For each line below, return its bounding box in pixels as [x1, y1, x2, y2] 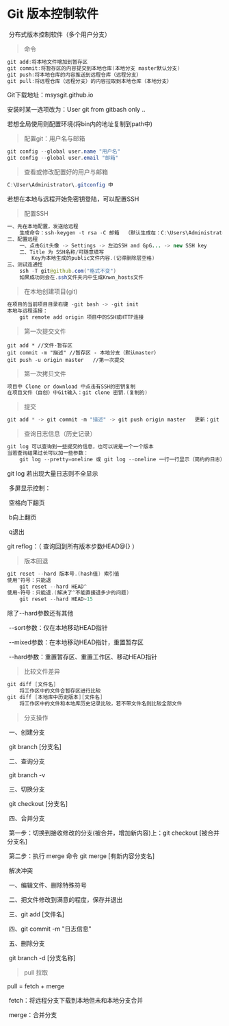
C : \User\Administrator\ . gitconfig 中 [7, 182, 114, 188]
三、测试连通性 [7, 261, 43, 268]
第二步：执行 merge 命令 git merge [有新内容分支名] [8, 851, 155, 860]
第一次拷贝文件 [23, 369, 66, 378]
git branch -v [8, 770, 46, 779]
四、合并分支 [8, 814, 45, 822]
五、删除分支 [8, 939, 45, 947]
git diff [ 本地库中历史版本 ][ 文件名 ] [7, 694, 103, 700]
